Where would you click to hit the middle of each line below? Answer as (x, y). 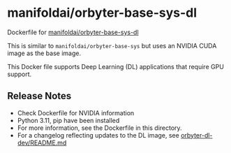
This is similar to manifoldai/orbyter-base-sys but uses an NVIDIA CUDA (112, 45)
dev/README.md (42, 143)
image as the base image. (44, 53)
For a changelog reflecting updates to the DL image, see (98, 135)
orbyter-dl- (196, 135)
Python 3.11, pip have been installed (68, 120)
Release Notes (39, 96)
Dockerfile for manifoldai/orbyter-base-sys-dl (73, 32)
